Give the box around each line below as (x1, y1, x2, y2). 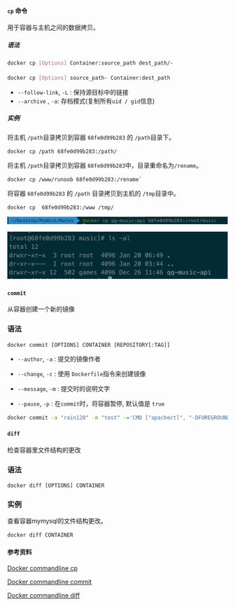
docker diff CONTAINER (7, 532, 73, 539)
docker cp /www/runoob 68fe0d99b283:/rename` (7, 176, 142, 183)
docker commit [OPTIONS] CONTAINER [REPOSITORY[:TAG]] (7, 341, 171, 348)
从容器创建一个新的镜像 (7, 305, 75, 313)
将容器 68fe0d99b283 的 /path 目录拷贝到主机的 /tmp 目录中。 (7, 189, 180, 198)
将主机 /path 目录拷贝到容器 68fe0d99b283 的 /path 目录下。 (7, 133, 176, 142)
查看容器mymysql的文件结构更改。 (7, 517, 107, 525)
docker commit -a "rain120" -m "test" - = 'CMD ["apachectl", (7, 414, 187, 421)
